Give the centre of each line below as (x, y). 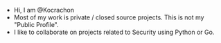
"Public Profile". (36, 25)
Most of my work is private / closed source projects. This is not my (109, 17)
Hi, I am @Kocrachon (44, 10)
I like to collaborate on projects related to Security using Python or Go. (114, 32)
